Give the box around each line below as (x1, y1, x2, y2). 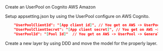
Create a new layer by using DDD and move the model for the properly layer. (5, 40, 158, 46)
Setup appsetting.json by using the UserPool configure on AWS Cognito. (5, 13, 150, 19)
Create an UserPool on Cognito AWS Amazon (5, 4, 96, 10)
